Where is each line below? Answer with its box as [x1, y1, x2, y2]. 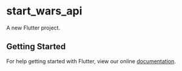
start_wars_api [6, 4, 83, 18]
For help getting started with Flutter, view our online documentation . [6, 57, 176, 64]
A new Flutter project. [6, 24, 61, 31]
